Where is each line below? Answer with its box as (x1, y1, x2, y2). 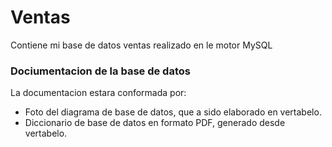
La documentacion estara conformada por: (10, 87, 187, 99)
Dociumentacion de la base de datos (10, 64, 191, 78)
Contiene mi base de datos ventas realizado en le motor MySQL (10, 39, 273, 51)
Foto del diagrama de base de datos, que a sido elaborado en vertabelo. (24, 106, 322, 118)
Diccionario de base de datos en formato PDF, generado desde (24, 117, 286, 129)
